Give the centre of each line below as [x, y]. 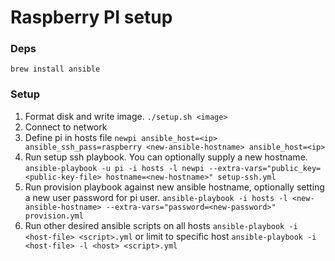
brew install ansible [55, 69]
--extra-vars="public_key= [265, 168]
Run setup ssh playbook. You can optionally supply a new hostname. [166, 157]
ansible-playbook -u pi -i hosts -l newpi [114, 168]
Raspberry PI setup [91, 17]
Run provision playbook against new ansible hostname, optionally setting [174, 187]
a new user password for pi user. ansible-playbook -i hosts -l [156, 197]
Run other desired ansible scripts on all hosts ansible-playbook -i [161, 225]
